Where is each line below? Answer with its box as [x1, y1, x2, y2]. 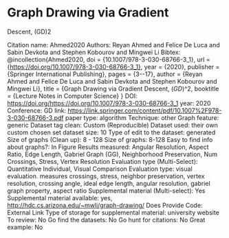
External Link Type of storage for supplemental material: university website [7, 208, 220, 217]
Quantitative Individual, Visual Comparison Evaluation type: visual [7, 165, 193, 173]
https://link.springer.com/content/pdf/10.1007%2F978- [67, 106, 222, 115]
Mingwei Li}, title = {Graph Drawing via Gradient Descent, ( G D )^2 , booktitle [7, 84, 219, 93]
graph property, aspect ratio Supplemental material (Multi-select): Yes [7, 187, 206, 195]
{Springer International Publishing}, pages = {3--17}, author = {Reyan [7, 70, 203, 78]
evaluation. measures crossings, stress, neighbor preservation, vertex [7, 171, 205, 180]
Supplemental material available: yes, [7, 193, 113, 202]
